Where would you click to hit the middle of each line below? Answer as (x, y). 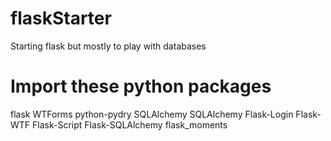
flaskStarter (61, 18)
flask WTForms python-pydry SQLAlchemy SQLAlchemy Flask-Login (152, 114)
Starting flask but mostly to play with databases (108, 46)
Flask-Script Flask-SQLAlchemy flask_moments (130, 124)
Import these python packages (141, 86)
